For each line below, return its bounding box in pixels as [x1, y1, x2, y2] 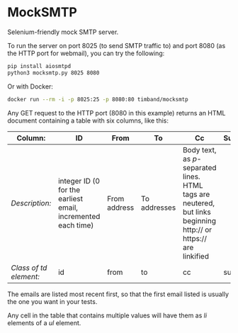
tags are [183, 189, 210, 199]
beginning [183, 215, 216, 225]
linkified [183, 251, 209, 261]
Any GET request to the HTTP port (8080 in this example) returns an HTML [7, 108, 226, 117]
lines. [183, 171, 200, 181]
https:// [183, 233, 208, 243]
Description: [11, 198, 52, 208]
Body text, [183, 145, 217, 154]
